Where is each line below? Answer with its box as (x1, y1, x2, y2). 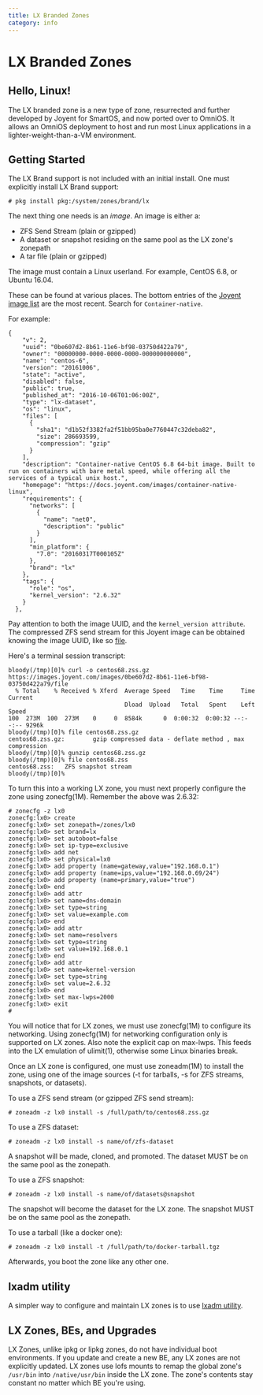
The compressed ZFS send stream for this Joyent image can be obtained (8, 627, 246, 637)
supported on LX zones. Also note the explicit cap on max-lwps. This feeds (8, 1038, 252, 1047)
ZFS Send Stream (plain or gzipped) (19, 226, 136, 236)
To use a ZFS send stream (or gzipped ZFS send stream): (8, 1093, 194, 1103)
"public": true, (22, 385, 76, 392)
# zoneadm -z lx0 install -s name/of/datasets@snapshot (8, 1191, 195, 1199)
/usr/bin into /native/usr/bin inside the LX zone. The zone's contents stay (8, 1369, 254, 1379)
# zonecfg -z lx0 (8, 807, 65, 816)
